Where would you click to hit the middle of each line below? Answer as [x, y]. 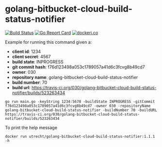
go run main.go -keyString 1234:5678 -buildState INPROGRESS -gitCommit [80, 101]
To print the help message [31, 128]
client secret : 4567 [31, 56]
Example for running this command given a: [49, 42]
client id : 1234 [26, 51]
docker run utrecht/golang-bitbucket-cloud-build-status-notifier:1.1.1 [80, 136]
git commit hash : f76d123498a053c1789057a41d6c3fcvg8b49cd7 [78, 67]
